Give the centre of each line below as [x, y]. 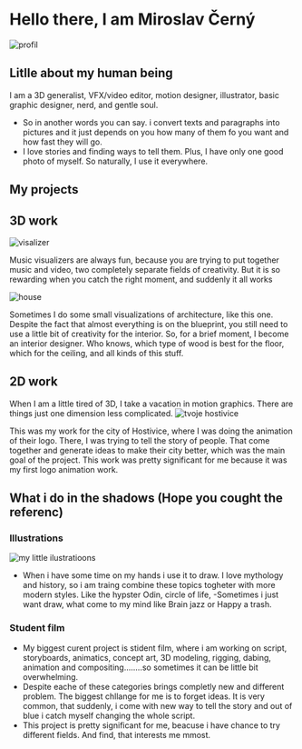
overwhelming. [50, 676]
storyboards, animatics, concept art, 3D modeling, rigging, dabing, [147, 657]
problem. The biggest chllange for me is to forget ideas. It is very [144, 696]
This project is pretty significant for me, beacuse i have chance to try [151, 725]
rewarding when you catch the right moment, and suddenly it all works [141, 279]
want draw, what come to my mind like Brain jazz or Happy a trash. [147, 604]
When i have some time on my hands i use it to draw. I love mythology [153, 575]
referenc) [36, 512]
